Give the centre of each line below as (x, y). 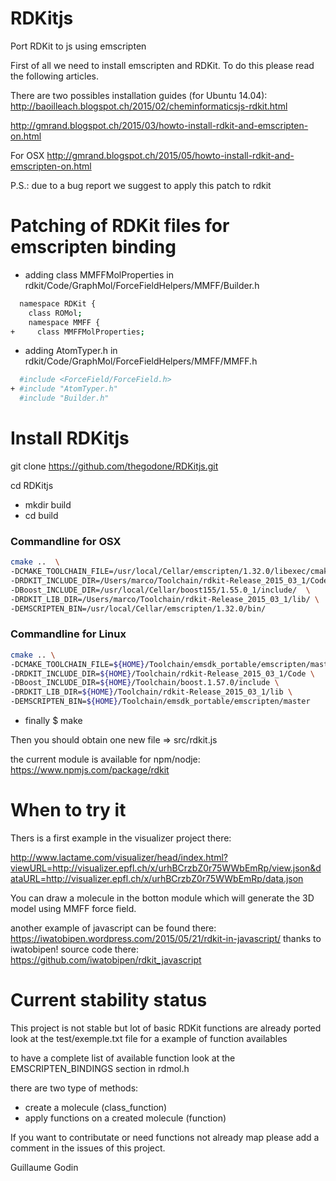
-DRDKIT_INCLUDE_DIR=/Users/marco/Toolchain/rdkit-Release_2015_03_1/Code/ (171, 580)
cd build (41, 515)
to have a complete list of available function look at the (123, 1058)
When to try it (68, 810)
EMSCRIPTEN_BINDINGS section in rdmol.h (100, 1068)
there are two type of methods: (74, 1088)
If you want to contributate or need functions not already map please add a (165, 1137)
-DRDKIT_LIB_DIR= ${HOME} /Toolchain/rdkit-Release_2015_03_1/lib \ (151, 692)
